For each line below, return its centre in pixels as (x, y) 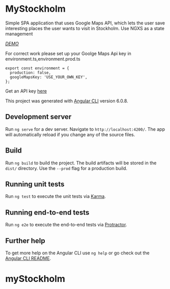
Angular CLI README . (28, 258)
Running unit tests (35, 184)
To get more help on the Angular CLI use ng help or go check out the (77, 253)
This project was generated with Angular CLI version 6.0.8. (67, 101)
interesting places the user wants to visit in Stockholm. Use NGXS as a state (85, 28)
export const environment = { (37, 68)
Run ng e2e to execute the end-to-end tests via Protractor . (66, 225)
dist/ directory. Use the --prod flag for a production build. (66, 168)
